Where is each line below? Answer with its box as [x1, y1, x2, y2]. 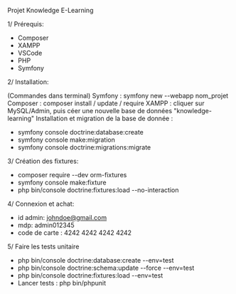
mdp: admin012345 [17, 221, 75, 229]
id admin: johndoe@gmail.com [17, 214, 107, 221]
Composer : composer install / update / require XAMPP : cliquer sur [7, 99, 205, 107]
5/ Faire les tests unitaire [7, 242, 80, 251]
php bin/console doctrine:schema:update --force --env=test [17, 263, 195, 272]
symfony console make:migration [17, 135, 115, 144]
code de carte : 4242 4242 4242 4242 [17, 229, 132, 237]
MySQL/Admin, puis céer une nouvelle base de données [7, 107, 173, 115]
